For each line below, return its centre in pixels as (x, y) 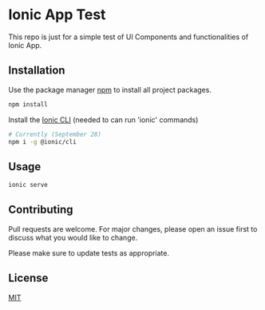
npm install (28, 104)
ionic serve (28, 185)
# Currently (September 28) (55, 134)
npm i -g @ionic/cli (43, 141)
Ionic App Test (57, 15)
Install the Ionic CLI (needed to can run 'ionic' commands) (103, 119)
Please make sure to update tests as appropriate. (89, 252)
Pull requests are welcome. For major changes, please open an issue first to (133, 229)
